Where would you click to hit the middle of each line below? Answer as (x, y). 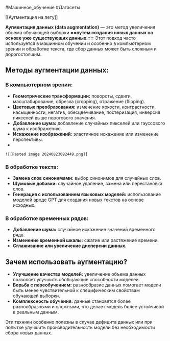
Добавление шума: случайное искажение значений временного (84, 230)
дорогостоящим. (23, 54)
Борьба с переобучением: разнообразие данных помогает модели (87, 285)
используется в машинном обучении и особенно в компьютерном (78, 43)
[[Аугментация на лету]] (32, 17)
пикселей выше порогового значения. (54, 117)
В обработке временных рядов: (47, 218)
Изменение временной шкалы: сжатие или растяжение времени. (86, 240)
